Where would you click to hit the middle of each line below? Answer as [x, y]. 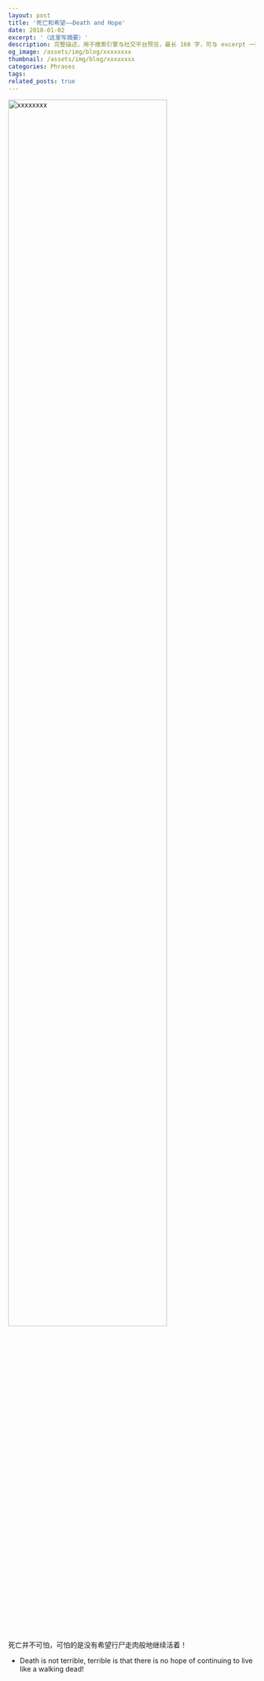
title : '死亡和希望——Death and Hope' [67, 23]
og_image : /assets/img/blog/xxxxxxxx [70, 52]
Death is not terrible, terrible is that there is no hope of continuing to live [136, 1661]
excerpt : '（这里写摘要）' [48, 37]
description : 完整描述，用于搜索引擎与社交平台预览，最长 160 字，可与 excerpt [127, 45]
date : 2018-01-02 [37, 30]
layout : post [29, 15]
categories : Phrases [42, 67]
